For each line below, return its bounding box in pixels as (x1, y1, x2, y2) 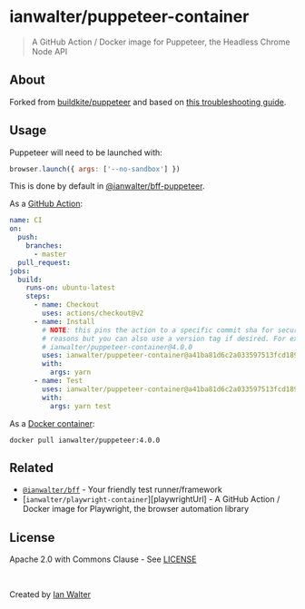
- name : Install (33, 317, 95, 326)
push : (17, 233, 39, 242)
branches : (25, 241, 64, 250)
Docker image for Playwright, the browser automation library (22, 504, 250, 515)
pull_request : (17, 258, 71, 267)
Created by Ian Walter (9, 589, 91, 600)
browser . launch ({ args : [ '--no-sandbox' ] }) (9, 164, 181, 173)
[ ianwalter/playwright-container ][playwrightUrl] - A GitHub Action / (22, 494, 280, 505)
